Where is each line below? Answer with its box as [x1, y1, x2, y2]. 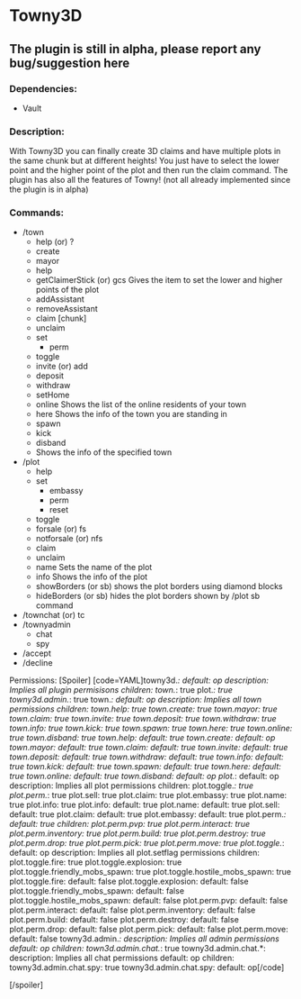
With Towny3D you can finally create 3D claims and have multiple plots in [9, 146, 281, 157]
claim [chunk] [35, 313, 87, 324]
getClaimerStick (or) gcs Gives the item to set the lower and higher [35, 275, 283, 286]
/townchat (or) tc [22, 610, 85, 621]
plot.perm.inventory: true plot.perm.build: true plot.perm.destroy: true [9, 828, 267, 839]
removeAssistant [35, 304, 99, 314]
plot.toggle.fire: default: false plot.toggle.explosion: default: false [9, 876, 249, 887]
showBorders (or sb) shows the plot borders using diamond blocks [35, 581, 283, 592]
